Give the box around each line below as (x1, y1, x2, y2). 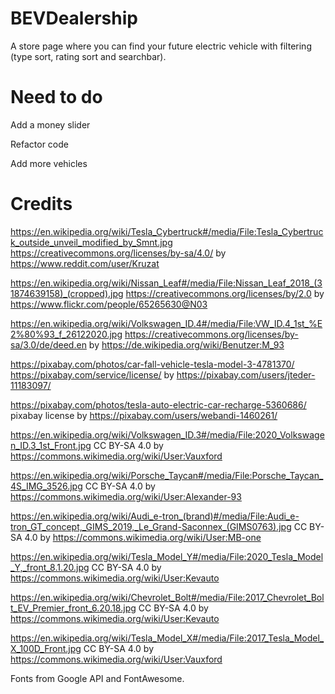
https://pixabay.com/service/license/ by (10, 368, 175, 381)
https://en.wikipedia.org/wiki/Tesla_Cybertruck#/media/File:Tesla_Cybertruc (10, 225, 324, 237)
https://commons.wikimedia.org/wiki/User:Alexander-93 (10, 490, 242, 502)
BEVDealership (10, 7, 138, 30)
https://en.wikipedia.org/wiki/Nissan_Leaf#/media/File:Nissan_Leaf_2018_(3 (10, 277, 323, 289)
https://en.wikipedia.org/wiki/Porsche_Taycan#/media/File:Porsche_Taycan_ (10, 469, 324, 481)
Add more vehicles (10, 157, 88, 169)
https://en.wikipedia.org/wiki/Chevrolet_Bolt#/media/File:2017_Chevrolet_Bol (10, 591, 325, 603)
